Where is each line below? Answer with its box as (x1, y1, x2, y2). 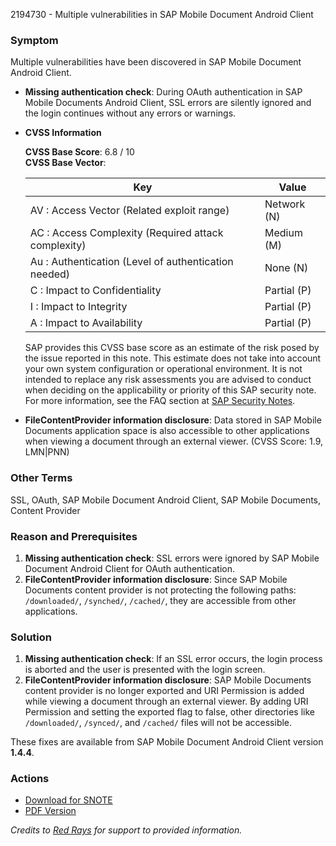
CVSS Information (24, 127, 102, 139)
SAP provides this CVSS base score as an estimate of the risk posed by (24, 342, 320, 354)
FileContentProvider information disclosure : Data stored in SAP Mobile (24, 414, 322, 426)
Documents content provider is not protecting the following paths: (24, 584, 297, 596)
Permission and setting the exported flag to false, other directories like (24, 706, 315, 718)
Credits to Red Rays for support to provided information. (10, 824, 243, 836)
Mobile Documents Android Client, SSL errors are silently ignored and (24, 97, 312, 109)
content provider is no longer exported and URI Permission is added (24, 685, 305, 697)
